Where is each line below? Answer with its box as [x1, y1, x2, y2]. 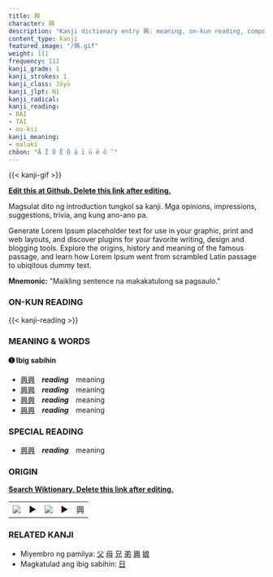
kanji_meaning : [8, 132, 60, 141]
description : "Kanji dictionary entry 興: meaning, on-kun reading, [8, 27, 244, 35]
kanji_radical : [8, 95, 60, 103]
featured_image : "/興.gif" [8, 42, 99, 50]
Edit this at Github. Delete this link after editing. [8, 186, 171, 196]
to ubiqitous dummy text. [8, 261, 92, 271]
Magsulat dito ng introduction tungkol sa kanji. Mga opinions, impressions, [8, 202, 258, 211]
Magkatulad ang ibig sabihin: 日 [19, 558, 126, 569]
